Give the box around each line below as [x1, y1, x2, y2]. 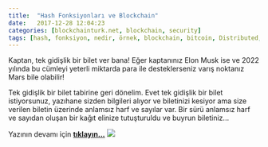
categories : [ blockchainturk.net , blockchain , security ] [8, 26, 202, 34]
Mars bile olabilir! [8, 72, 65, 82]
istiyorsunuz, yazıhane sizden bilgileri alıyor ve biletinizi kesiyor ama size [8, 96, 247, 106]
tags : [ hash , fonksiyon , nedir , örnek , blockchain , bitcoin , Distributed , [8, 33, 262, 42]
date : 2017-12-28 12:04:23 [8, 19, 105, 27]
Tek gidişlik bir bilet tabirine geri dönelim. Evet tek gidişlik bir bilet [8, 88, 223, 98]
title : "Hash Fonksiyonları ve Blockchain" [8, 11, 159, 20]
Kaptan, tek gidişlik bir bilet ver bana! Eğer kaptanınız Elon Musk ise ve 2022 [8, 56, 259, 65]
